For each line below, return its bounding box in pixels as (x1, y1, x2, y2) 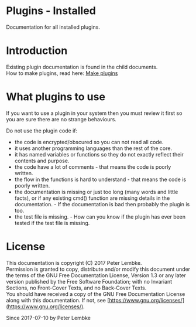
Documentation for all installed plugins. (6, 23, 101, 30)
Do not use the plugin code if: (6, 127, 78, 134)
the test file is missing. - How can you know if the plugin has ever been (14, 213, 186, 220)
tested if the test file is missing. (14, 219, 90, 226)
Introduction (6, 44, 68, 57)
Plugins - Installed (6, 4, 97, 18)
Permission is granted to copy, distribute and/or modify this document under (6, 265, 191, 272)
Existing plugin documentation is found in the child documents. (6, 63, 158, 70)
